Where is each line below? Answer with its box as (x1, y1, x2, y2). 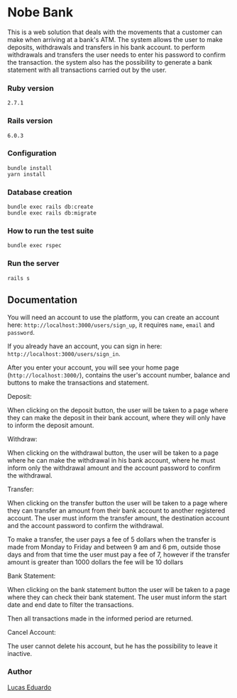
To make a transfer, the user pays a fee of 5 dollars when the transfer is (7, 535, 216, 544)
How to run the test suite (7, 226, 94, 236)
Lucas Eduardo (7, 683, 52, 692)
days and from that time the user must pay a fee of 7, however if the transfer (7, 550, 231, 559)
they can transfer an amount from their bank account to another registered (7, 506, 226, 515)
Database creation (7, 187, 72, 197)
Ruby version (7, 83, 55, 93)
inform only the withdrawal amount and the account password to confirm (7, 463, 221, 472)
